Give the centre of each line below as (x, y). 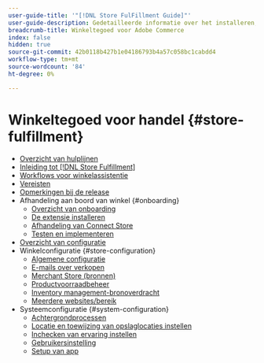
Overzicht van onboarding (73, 209)
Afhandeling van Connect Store (82, 225)
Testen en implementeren (72, 234)
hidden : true (29, 45)
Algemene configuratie (68, 259)
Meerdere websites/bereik (74, 301)
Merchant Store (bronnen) (73, 276)
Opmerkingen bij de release (64, 192)
